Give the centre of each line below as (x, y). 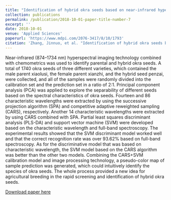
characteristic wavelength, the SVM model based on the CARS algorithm (81, 149)
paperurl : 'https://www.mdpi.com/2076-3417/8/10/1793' (65, 39)
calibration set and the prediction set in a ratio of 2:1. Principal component (83, 84)
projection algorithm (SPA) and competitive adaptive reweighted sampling (82, 106)
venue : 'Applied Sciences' (34, 34)
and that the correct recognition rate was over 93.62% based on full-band (83, 138)
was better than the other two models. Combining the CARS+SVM (74, 155)
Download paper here (28, 192)
